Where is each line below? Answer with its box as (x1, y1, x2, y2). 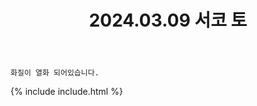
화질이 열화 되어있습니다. (10, 68, 100, 78)
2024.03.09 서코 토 (88, 9, 248, 32)
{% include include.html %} (10, 86, 123, 98)
